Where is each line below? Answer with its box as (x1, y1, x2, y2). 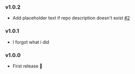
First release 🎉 (12, 63, 43, 69)
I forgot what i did (12, 39, 49, 45)
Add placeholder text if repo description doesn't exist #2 (12, 15, 130, 21)
